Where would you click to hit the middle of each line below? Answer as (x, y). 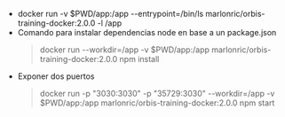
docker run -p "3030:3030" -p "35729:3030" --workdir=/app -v (157, 94)
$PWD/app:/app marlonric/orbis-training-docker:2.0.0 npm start (157, 103)
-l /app (110, 23)
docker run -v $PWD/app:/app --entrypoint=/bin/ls (111, 14)
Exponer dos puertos (56, 76)
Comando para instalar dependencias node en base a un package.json (147, 32)
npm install (139, 59)
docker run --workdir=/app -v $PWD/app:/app (125, 50)
